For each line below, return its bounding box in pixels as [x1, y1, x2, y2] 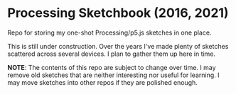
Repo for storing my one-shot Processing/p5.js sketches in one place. [7, 28, 212, 37]
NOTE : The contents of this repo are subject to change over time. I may [7, 63, 216, 71]
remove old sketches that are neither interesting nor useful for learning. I [7, 71, 220, 79]
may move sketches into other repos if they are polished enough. [7, 78, 198, 86]
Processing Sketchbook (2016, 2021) [7, 5, 229, 21]
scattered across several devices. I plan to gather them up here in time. [7, 49, 215, 58]
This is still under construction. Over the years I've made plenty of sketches [7, 42, 229, 50]
